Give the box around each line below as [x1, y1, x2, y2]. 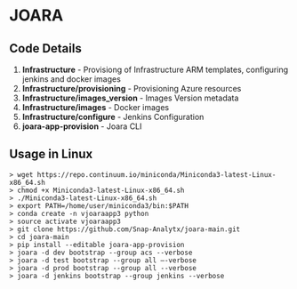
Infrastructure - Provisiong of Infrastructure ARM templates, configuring [21, 64, 289, 75]
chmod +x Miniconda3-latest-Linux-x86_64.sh [17, 186, 185, 195]
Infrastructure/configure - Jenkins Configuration [21, 112, 205, 122]
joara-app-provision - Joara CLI [21, 121, 142, 132]
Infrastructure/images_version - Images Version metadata [21, 92, 239, 103]
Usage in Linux [9, 147, 93, 162]
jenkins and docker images [21, 74, 122, 84]
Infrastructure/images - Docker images [21, 102, 170, 112]
